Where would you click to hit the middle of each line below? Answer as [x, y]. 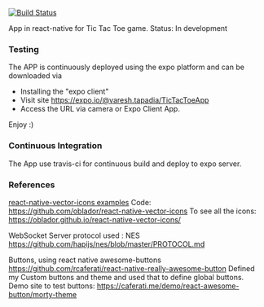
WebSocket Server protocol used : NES [74, 235]
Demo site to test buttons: [52, 286]
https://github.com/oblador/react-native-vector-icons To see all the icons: [132, 211]
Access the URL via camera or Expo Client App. [100, 109]
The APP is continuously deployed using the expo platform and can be [126, 67]
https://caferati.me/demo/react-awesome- [168, 286]
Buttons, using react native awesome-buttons [85, 260]
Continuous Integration [55, 146]
